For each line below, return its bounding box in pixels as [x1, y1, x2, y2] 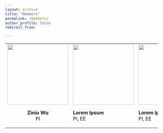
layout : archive [5, 7, 38, 12]
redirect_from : [5, 25, 36, 30]
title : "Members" [5, 12, 40, 16]
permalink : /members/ [5, 16, 49, 21]
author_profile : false [5, 20, 51, 26]
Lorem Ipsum [73, 109, 104, 116]
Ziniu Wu [27, 109, 49, 116]
